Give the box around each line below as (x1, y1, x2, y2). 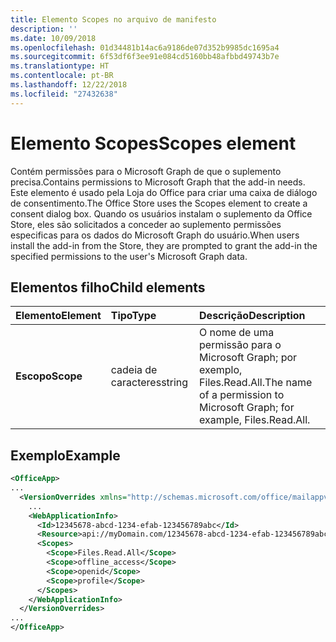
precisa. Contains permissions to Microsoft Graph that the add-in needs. (10, 176, 306, 188)
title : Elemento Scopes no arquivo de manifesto (10, 14, 217, 25)
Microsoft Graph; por (199, 351, 298, 365)
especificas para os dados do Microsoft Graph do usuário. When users (10, 229, 300, 241)
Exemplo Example (10, 447, 121, 464)
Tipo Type (110, 309, 157, 323)
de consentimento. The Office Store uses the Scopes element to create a (10, 197, 308, 209)
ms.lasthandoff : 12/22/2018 (10, 80, 128, 90)
